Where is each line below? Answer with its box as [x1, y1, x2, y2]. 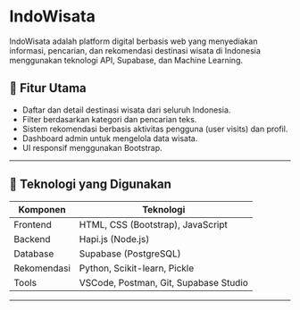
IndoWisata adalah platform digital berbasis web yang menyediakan [9, 36, 258, 46]
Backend [13, 232, 51, 245]
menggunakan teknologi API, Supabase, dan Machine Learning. [9, 54, 244, 65]
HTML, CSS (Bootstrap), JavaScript [79, 218, 228, 230]
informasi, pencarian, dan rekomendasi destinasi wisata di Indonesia [9, 45, 262, 55]
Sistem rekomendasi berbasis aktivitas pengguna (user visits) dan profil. [21, 123, 288, 134]
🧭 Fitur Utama [9, 80, 87, 96]
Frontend [13, 218, 52, 230]
